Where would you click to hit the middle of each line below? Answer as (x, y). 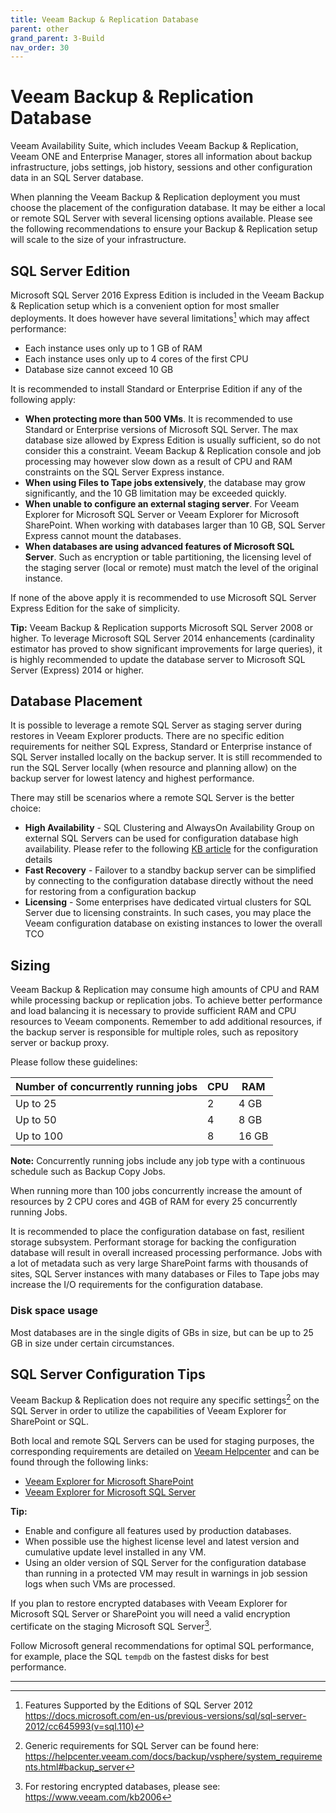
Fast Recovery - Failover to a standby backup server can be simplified (170, 870)
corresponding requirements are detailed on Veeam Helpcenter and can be (165, 1452)
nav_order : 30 (40, 47)
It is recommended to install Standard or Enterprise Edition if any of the (156, 388)
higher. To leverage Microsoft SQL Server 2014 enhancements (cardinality (162, 638)
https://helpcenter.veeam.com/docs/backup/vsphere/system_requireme (173, 1756)
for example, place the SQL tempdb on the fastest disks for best (140, 1656)
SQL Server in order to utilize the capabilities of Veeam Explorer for (148, 1411)
